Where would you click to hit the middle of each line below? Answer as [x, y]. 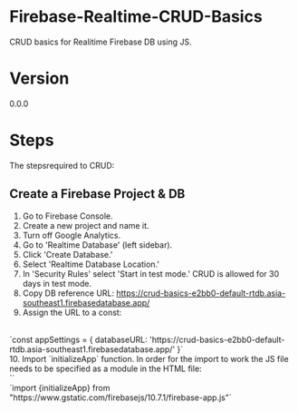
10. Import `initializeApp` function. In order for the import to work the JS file [149, 358]
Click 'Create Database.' [67, 254]
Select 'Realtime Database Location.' [91, 264]
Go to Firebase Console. [67, 216]
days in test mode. [57, 283]
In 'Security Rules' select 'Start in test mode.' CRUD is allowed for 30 [150, 273]
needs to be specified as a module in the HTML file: [106, 368]
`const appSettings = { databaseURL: [78, 339]
